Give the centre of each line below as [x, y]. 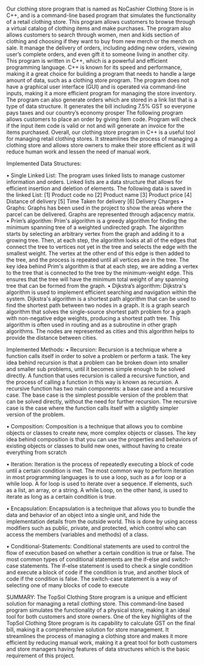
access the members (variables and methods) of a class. [78, 535]
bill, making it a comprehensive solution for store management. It [88, 630]
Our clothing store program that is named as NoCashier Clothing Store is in [100, 9]
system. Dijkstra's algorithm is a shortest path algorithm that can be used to [101, 299]
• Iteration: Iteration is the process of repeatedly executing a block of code [100, 464]
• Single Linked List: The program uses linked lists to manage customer [96, 175]
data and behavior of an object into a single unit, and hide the [83, 515]
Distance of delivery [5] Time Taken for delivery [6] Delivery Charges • [95, 201]
